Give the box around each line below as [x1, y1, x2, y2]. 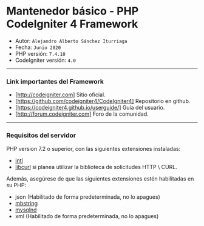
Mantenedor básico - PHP [6, 4, 139, 18]
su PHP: [6, 181, 26, 188]
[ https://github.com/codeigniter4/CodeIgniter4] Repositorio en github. [15, 98, 191, 105]
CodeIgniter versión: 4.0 [15, 56, 76, 64]
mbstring [15, 199, 38, 207]
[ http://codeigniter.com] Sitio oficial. [15, 91, 106, 98]
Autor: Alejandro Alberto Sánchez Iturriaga [15, 37, 127, 44]
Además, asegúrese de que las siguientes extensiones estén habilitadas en [6, 174, 194, 182]
